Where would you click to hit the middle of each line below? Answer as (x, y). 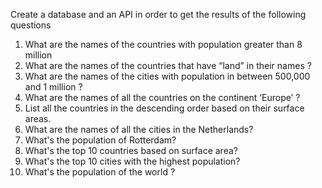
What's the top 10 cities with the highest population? (132, 161)
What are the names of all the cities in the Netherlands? (139, 129)
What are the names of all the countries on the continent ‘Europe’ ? (162, 97)
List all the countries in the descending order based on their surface (164, 108)
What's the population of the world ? (100, 172)
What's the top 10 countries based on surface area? (131, 150)
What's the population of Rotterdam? (100, 140)
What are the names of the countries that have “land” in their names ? (168, 65)
